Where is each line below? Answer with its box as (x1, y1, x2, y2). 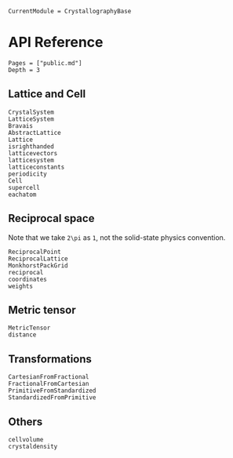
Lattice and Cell (8, 87, 86, 101)
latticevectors (8, 149, 58, 157)
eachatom (8, 191, 37, 198)
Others (8, 415, 43, 428)
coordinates (8, 275, 47, 283)
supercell (8, 184, 41, 191)
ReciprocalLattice (8, 255, 68, 263)
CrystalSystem (8, 108, 55, 116)
